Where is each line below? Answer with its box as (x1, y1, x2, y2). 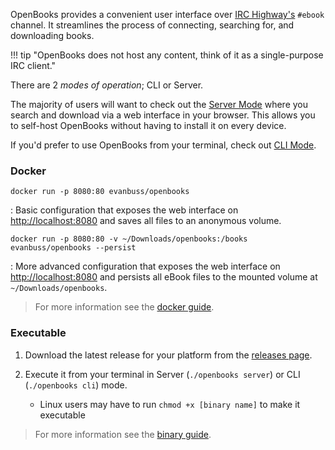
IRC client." (10, 60, 57, 71)
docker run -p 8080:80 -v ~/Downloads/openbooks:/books (10, 234, 248, 244)
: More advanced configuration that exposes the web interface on (10, 260, 281, 273)
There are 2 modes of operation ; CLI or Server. (10, 79, 204, 91)
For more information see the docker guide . (34, 301, 215, 313)
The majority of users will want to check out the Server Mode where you (10, 99, 309, 110)
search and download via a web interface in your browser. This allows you (10, 109, 316, 121)
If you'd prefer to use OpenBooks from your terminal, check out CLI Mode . (10, 139, 317, 151)
